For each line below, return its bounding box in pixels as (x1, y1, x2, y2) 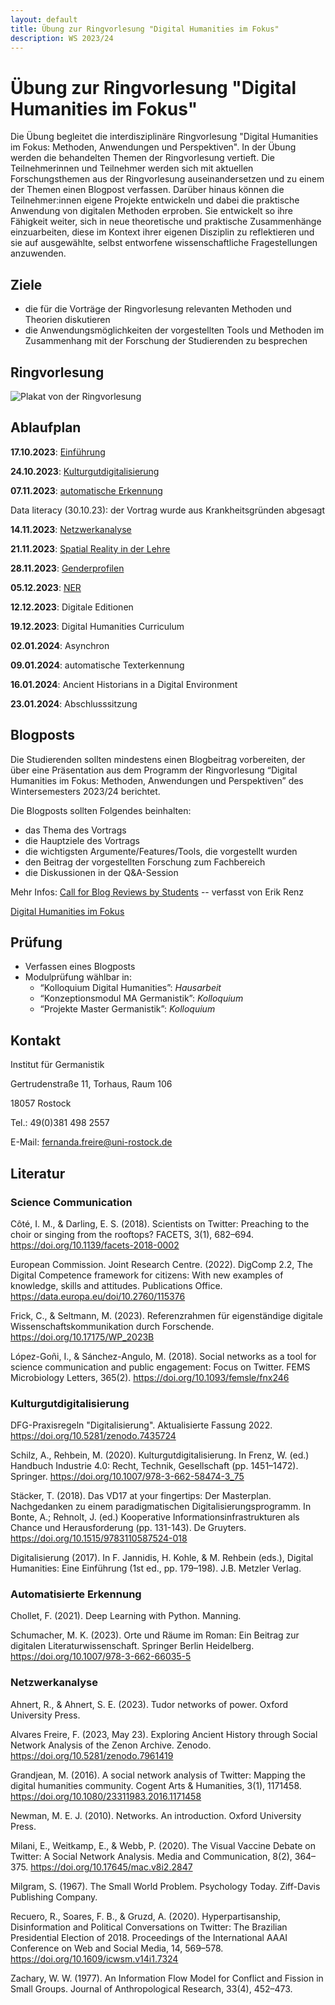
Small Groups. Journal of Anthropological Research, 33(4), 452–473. (10, 1982, 293, 1995)
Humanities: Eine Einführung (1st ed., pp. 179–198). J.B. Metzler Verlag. (10, 1562, 302, 1575)
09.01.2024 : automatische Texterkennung (10, 659, 185, 671)
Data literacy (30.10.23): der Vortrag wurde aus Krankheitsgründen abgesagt (10, 504, 326, 516)
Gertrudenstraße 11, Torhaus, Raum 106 (10, 1078, 173, 1090)
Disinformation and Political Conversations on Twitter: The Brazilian (10, 1921, 288, 1933)
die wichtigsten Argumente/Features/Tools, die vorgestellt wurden (24, 845, 298, 857)
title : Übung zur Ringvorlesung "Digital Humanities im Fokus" (10, 24, 280, 34)
